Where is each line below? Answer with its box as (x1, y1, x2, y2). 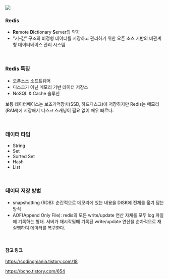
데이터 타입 (5, 131, 31, 138)
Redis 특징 (5, 65, 30, 73)
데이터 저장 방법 (5, 187, 41, 194)
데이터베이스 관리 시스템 (18, 42, 66, 48)
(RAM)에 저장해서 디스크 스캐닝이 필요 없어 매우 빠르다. (5, 107, 114, 113)
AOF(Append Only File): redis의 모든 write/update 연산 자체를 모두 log (12, 212, 155, 219)
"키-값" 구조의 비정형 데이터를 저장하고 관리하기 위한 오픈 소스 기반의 (12, 35, 148, 41)
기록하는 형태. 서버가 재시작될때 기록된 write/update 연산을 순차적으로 (18, 219, 156, 225)
